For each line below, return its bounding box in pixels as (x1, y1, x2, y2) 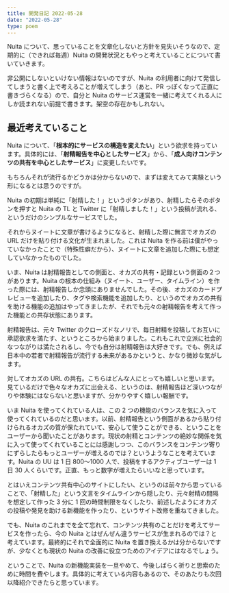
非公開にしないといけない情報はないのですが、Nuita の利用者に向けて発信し (7, 74, 221, 82)
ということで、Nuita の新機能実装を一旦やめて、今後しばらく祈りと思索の (7, 561, 215, 570)
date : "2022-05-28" (7, 16, 63, 23)
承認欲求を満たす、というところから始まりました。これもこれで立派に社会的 (7, 334, 222, 343)
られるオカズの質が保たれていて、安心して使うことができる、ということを (12, 423, 222, 432)
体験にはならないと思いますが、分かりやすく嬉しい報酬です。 (18, 391, 193, 400)
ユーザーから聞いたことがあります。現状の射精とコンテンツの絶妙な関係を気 (7, 432, 222, 440)
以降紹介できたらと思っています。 (7, 579, 103, 587)
